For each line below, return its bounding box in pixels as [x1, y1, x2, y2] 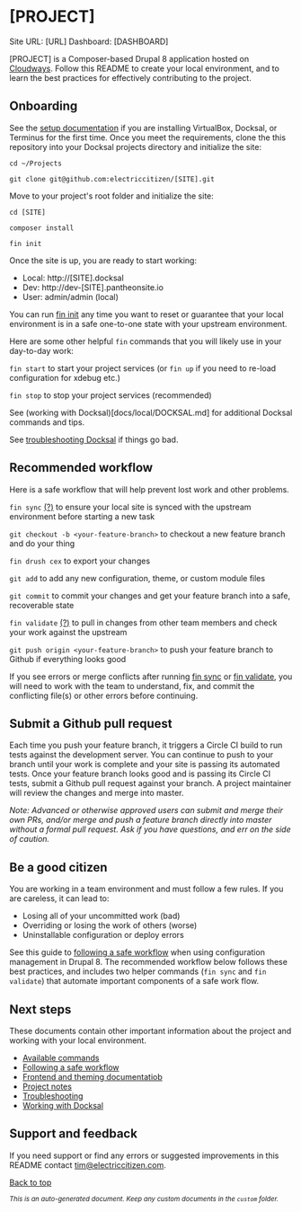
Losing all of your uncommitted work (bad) [22, 910, 181, 922]
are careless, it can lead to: [9, 893, 110, 904]
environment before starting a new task [9, 510, 155, 522]
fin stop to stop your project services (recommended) [9, 389, 213, 401]
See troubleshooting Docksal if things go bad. [9, 434, 179, 445]
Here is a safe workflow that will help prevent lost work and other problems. [9, 483, 289, 495]
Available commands [22, 1053, 100, 1063]
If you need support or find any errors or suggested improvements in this [9, 1150, 279, 1161]
